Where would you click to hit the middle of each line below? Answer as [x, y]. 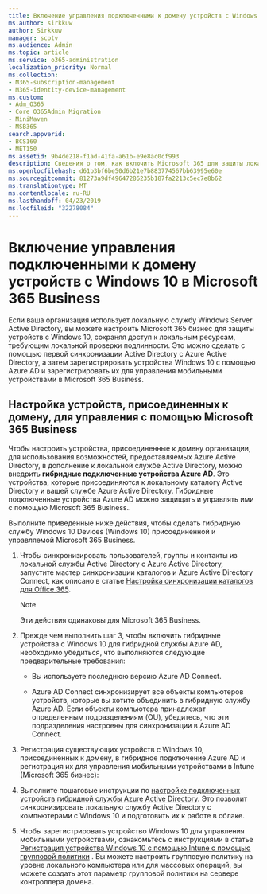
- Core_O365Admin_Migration [55, 112]
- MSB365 [23, 127]
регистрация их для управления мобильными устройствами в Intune [137, 767]
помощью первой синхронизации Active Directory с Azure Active [118, 354]
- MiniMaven [28, 119]
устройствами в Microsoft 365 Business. [76, 380]
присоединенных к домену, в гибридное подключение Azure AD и [132, 758]
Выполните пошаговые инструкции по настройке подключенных [130, 791]
